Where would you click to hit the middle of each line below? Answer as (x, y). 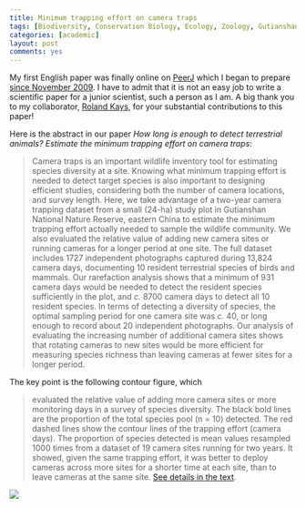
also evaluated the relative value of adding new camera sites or (150, 239)
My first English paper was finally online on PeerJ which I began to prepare (150, 77)
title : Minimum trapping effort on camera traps (103, 18)
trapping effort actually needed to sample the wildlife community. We (161, 229)
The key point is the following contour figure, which (106, 382)
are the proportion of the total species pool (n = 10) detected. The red (162, 419)
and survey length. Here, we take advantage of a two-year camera (157, 200)
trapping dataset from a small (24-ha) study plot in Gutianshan (149, 209)
